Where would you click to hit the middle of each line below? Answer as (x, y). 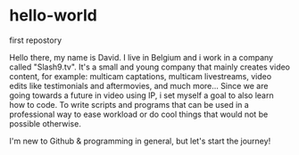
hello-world (54, 16)
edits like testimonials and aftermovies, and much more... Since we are (139, 86)
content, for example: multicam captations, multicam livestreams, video (141, 76)
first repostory (36, 40)
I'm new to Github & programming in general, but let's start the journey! (140, 141)
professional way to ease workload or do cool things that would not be (139, 114)
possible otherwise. (46, 123)
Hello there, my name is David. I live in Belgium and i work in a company (141, 57)
